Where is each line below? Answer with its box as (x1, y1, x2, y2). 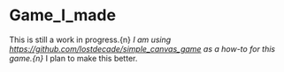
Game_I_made (9, 5, 117, 25)
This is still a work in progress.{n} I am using (9, 34, 172, 45)
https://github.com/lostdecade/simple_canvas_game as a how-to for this (9, 43, 276, 54)
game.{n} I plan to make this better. (9, 53, 138, 63)
